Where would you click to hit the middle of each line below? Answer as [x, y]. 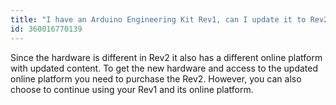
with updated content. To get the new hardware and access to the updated [164, 68]
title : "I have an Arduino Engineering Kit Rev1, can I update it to [158, 19]
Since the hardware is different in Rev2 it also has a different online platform [166, 57]
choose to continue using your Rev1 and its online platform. [132, 89]
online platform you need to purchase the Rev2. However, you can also [156, 78]
